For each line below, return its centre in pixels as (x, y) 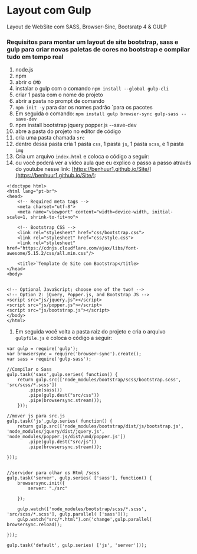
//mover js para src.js (36, 416)
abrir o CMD (28, 82)
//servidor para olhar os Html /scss (53, 473)
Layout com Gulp (49, 10)
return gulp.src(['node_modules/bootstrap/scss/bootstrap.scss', (99, 380)
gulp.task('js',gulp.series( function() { (60, 421)
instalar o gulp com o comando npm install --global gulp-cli (92, 89)
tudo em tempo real (35, 57)
